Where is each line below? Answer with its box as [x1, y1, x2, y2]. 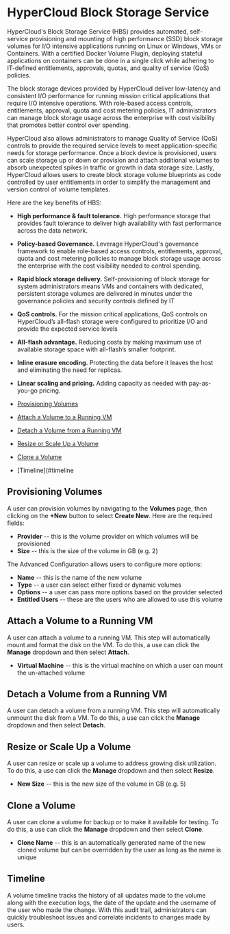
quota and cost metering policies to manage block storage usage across [16, 254, 221, 262]
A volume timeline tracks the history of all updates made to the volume [7, 891, 206, 899]
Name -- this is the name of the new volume [16, 573, 142, 581]
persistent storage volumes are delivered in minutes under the [16, 289, 193, 297]
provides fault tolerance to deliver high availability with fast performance [16, 219, 222, 227]
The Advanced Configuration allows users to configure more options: [7, 560, 203, 568]
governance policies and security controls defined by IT [16, 296, 175, 305]
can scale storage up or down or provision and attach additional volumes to [7, 156, 220, 164]
